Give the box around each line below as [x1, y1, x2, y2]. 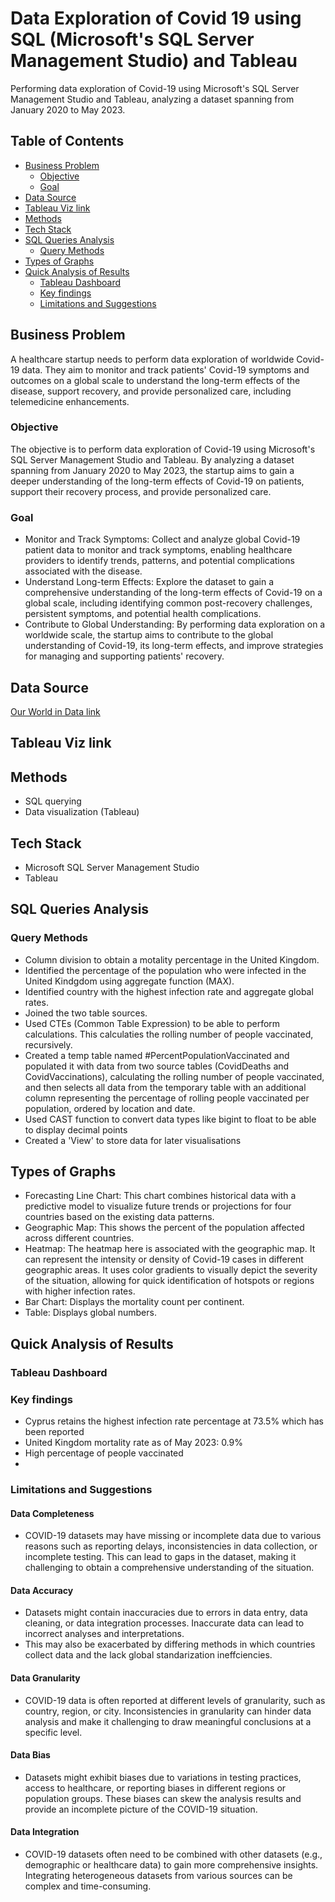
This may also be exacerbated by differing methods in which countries [24, 1638, 316, 1651]
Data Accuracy [10, 1584, 74, 1596]
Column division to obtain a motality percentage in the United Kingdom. [24, 953, 320, 966]
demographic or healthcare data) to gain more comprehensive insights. [24, 1859, 319, 1871]
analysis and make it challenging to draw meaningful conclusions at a [24, 1715, 312, 1727]
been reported [24, 1426, 85, 1438]
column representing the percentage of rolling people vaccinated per [24, 1092, 310, 1104]
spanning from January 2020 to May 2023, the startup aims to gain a [10, 464, 295, 476]
